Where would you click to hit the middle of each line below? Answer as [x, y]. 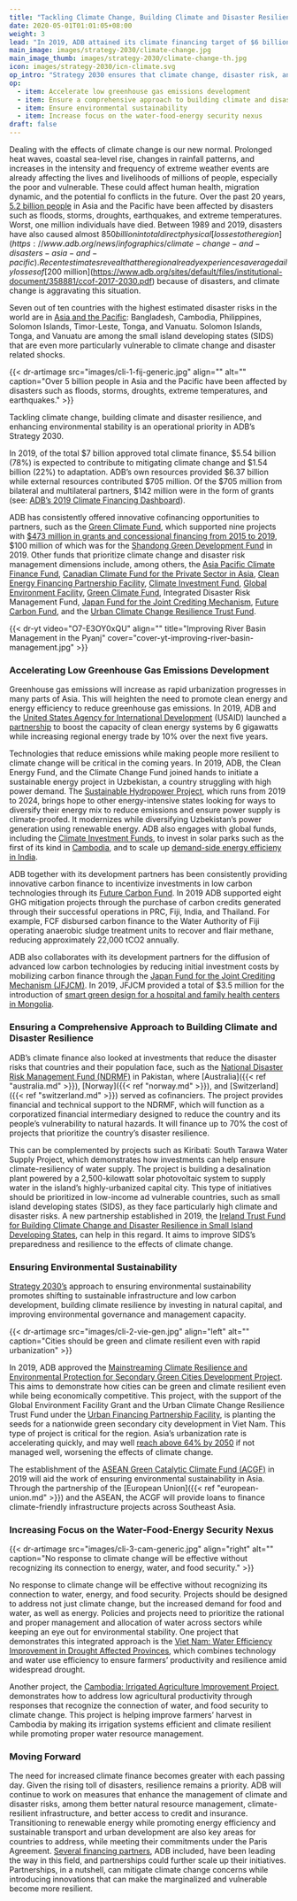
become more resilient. [51, 1889]
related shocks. [37, 354]
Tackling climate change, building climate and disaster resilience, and [136, 417]
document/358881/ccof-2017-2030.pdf [81, 281]
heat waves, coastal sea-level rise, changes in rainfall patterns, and [132, 159]
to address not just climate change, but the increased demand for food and [146, 1604]
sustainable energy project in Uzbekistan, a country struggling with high [141, 782]
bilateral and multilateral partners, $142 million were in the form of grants [141, 491]
